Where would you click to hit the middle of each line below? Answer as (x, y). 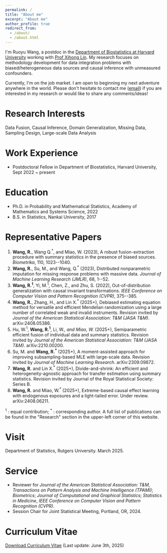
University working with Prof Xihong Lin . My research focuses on (72, 57)
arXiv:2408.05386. (32, 323)
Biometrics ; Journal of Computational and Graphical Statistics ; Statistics (87, 495)
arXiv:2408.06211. (31, 401)
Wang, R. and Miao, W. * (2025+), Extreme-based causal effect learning (86, 390)
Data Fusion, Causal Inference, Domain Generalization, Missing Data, (76, 127)
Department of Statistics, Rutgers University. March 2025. (65, 451)
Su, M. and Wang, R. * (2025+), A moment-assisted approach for (79, 351)
